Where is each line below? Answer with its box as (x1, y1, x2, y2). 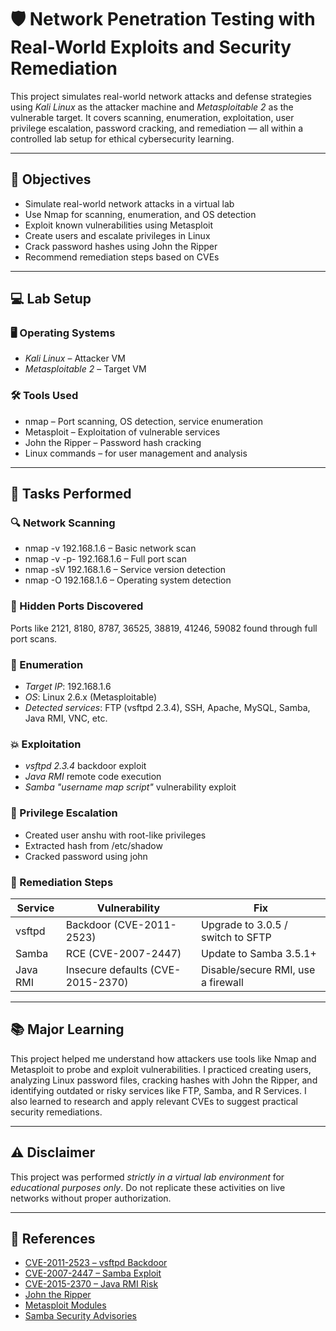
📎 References (10, 1230, 96, 1247)
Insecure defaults (65, 962, 148, 976)
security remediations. (10, 1106, 103, 1118)
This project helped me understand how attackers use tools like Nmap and (10, 1052, 317, 1065)
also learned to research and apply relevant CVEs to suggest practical (10, 1095, 298, 1107)
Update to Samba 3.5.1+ (201, 946, 317, 960)
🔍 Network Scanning (10, 516, 116, 530)
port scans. (10, 632, 58, 645)
